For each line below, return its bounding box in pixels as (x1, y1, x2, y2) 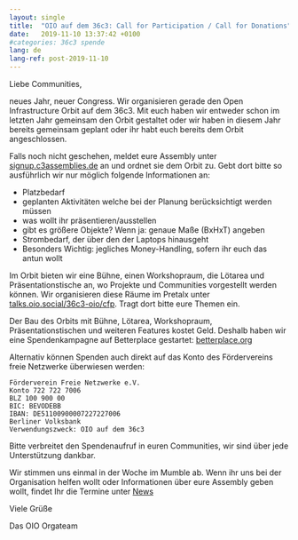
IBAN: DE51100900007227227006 (9, 409, 122, 418)
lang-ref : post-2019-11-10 (9, 54, 109, 63)
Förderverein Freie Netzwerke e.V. (9, 378, 141, 387)
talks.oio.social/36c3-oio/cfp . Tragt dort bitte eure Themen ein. (9, 298, 241, 309)
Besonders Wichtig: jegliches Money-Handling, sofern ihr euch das (21, 243, 268, 254)
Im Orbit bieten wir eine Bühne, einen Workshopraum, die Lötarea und (9, 270, 264, 281)
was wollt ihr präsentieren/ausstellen (21, 215, 157, 226)
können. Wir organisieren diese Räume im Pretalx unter (9, 290, 210, 299)
